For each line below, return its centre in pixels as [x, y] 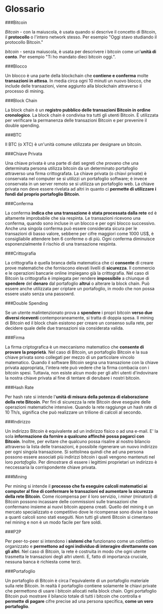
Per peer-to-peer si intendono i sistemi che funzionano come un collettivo [80, 541]
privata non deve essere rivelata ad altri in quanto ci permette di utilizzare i [81, 189]
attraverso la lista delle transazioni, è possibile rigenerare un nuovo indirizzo [81, 446]
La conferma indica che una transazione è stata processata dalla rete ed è [81, 213]
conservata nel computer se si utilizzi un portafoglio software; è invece [76, 178]
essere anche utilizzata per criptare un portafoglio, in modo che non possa [80, 288]
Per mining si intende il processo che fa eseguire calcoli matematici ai [76, 486]
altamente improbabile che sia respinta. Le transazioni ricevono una [73, 218]
